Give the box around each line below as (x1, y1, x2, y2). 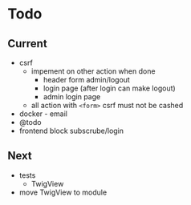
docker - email (18, 109, 67, 119)
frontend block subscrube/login (18, 126, 124, 135)
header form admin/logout (43, 75, 130, 84)
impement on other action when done (30, 66, 156, 76)
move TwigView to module (18, 187, 108, 197)
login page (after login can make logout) (43, 83, 176, 93)
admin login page (43, 92, 101, 101)
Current (7, 37, 47, 50)
